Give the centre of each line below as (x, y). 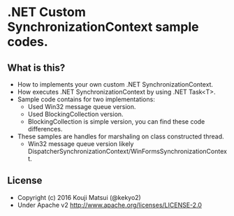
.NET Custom (46, 12)
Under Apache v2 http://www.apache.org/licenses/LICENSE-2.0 (110, 205)
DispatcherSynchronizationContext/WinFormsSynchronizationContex (127, 151)
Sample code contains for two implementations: (86, 99)
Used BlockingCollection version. (75, 114)
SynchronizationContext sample (103, 27)
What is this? (36, 67)
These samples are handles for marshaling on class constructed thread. (120, 136)
